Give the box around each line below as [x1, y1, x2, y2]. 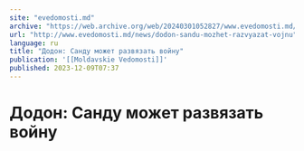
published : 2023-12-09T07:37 [9, 64, 119, 73]
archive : [9, 22, 43, 31]
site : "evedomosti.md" [9, 13, 95, 23]
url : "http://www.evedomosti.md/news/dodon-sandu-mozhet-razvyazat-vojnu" [9, 30, 298, 39]
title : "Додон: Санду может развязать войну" [9, 47, 184, 56]
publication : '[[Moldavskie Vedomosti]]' [9, 55, 168, 64]
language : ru [9, 38, 59, 48]
